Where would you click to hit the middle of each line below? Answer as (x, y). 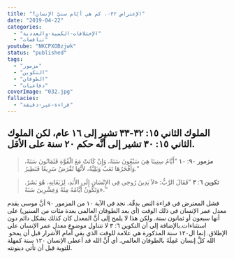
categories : (24, 27)
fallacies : (23, 99)
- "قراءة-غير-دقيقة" (43, 105)
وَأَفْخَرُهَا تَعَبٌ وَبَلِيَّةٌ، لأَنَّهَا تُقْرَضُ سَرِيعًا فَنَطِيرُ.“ (82, 168)
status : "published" (37, 53)
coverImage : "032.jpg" (40, 92)
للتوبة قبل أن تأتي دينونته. (40, 247)
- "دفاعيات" (31, 85)
